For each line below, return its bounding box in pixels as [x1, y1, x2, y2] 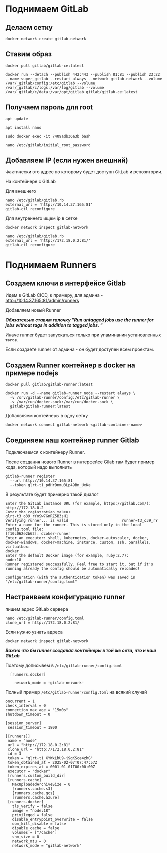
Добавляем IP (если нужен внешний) [5, 156, 128, 165]
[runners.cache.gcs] [12, 790, 55, 796]
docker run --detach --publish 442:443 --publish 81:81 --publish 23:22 [5, 72, 160, 77]
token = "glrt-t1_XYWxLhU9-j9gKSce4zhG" [7, 755, 93, 761]
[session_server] [5, 720, 42, 726]
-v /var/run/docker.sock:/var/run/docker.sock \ [10, 400, 113, 405]
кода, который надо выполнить [5, 464, 72, 470]
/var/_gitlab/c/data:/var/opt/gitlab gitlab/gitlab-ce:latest [5, 89, 138, 94]
